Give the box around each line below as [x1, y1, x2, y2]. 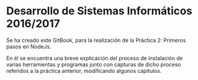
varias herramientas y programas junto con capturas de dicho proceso [6, 61, 182, 68]
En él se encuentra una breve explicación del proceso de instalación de [6, 54, 183, 61]
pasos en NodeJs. [6, 43, 52, 50]
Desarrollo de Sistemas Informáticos [6, 4, 193, 18]
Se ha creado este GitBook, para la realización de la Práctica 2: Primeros [6, 36, 187, 44]
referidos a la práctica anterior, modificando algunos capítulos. [6, 67, 162, 74]
